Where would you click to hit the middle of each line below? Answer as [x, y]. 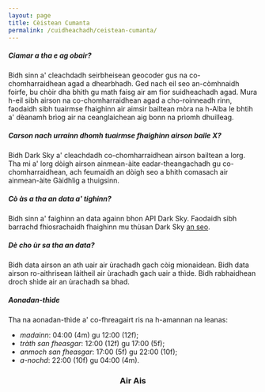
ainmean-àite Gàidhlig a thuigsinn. [64, 181]
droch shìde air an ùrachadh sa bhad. [69, 282]
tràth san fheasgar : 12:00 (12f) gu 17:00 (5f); [92, 344]
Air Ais [133, 381]
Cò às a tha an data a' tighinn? [60, 198]
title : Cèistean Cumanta [49, 23]
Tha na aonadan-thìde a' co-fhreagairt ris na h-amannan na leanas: [118, 320]
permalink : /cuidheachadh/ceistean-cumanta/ [83, 30]
